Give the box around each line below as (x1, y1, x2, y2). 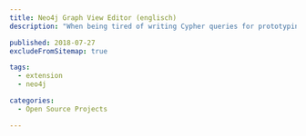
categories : (9, 96, 55, 105)
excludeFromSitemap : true (9, 46, 107, 55)
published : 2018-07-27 (9, 38, 96, 47)
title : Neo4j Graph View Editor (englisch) (9, 13, 178, 23)
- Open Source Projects (17, 104, 107, 113)
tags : (9, 63, 30, 73)
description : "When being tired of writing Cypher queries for (9, 22, 255, 31)
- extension (17, 72, 64, 81)
